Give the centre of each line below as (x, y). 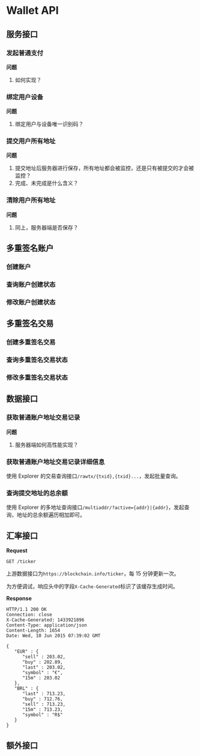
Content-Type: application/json (47, 625)
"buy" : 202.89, (42, 662)
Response (19, 598)
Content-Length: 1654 (33, 631)
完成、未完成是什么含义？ (47, 183)
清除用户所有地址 (31, 201)
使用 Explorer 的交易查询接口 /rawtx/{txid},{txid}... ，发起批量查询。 (94, 476)
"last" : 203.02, (44, 667)
